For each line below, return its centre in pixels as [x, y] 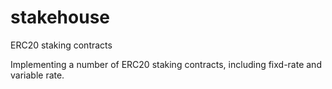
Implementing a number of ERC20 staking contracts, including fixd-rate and [166, 64]
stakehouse [60, 17]
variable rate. [37, 75]
